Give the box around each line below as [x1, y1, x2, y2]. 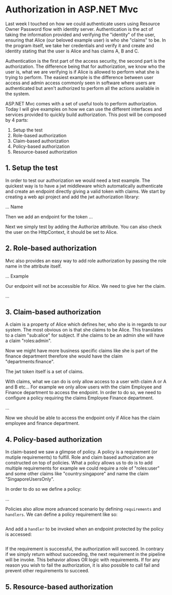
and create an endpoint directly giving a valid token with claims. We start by [5, 188, 166, 194]
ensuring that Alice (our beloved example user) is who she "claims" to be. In [5, 37, 166, 43]
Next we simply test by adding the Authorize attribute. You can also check [5, 224, 162, 230]
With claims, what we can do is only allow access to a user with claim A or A [5, 379, 167, 385]
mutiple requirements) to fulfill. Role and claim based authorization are [5, 454, 154, 460]
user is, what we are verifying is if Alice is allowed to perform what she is [5, 68, 160, 75]
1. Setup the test [5, 163, 58, 173]
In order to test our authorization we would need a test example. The [5, 177, 150, 183]
